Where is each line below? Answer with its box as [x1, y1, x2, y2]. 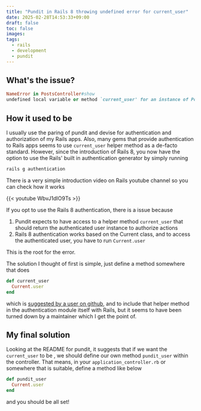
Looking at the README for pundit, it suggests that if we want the [6, 346, 167, 353]
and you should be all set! [6, 398, 70, 405]
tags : [6, 36, 20, 42]
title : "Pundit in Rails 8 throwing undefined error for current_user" [6, 8, 188, 15]
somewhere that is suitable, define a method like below [6, 365, 142, 372]
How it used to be [6, 113, 73, 123]
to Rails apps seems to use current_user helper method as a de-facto [6, 142, 178, 149]
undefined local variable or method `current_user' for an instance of [6, 97, 188, 103]
